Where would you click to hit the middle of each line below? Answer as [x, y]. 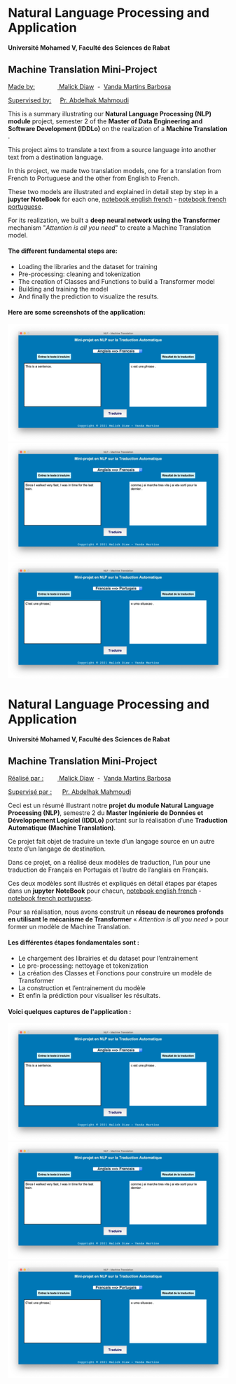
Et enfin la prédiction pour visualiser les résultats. [89, 996]
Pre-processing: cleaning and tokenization [79, 274]
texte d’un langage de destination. [57, 849]
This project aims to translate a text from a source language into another [112, 149]
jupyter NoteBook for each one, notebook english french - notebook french [117, 199]
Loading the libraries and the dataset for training [88, 266]
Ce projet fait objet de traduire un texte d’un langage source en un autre [111, 841]
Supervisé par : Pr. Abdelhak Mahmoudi [70, 792]
